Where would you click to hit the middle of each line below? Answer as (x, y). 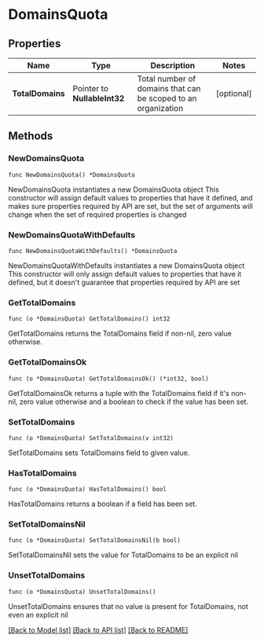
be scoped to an (167, 98)
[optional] (234, 94)
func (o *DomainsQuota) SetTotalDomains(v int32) (91, 438)
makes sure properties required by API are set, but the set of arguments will (130, 206)
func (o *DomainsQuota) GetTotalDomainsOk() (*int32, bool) (109, 379)
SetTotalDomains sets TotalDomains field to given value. (99, 453)
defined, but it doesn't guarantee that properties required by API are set (124, 282)
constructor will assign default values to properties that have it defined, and (130, 197)
